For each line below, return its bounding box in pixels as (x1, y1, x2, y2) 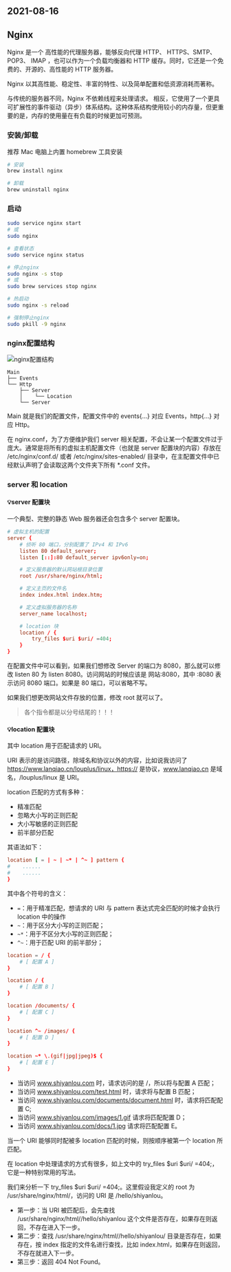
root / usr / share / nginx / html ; (19, 573, 103, 580)
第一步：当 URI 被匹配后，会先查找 (16, 1206, 115, 1214)
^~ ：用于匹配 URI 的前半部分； (16, 938, 104, 946)
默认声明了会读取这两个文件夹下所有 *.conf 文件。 (12, 461, 154, 469)
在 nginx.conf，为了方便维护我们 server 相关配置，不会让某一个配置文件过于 (7, 435, 223, 443)
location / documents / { (7, 1002, 76, 1009)
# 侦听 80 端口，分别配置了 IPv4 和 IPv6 (19, 541, 129, 548)
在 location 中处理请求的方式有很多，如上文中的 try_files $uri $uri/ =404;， (7, 1159, 219, 1167)
